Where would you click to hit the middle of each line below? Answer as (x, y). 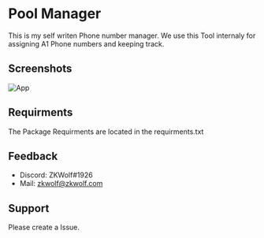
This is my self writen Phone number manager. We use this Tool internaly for (132, 35)
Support (29, 208)
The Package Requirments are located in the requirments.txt (106, 132)
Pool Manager (55, 14)
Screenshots (40, 69)
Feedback (33, 156)
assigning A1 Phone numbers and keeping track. (86, 43)
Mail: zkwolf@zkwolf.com (61, 184)
